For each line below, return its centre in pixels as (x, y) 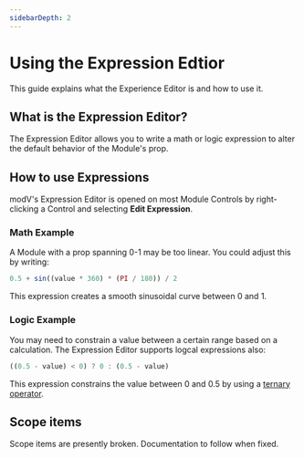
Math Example (42, 233)
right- (267, 199)
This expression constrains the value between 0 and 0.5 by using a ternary (150, 383)
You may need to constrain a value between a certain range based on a (144, 339)
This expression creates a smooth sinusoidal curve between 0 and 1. (138, 297)
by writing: (30, 262)
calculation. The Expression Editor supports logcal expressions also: (138, 349)
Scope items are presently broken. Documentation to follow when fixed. (144, 444)
